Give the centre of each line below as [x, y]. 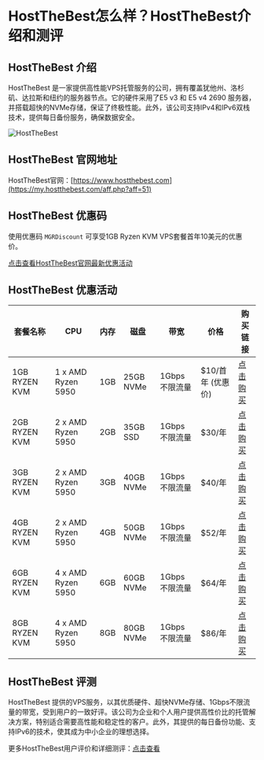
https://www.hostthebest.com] [123, 180]
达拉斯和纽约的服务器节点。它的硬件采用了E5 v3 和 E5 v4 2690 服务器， [139, 98]
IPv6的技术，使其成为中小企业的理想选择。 [84, 732]
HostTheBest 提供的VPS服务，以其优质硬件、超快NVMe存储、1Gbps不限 [126, 703]
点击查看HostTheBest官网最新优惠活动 [71, 263]
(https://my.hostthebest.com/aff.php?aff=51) [80, 189]
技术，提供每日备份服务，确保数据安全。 [73, 117]
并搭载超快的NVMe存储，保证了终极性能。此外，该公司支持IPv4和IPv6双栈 [129, 108]
